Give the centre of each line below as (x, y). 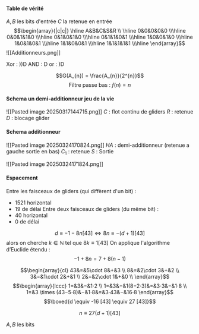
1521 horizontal (33, 203)
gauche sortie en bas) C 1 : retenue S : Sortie (60, 152)
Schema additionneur (33, 132)
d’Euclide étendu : (28, 249)
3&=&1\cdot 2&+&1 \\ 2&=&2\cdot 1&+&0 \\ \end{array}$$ (100, 276)
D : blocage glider (28, 118)
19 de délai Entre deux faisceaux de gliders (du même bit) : (87, 209)
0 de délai (27, 221)
